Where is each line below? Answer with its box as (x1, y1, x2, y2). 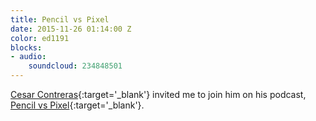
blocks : (10, 42, 43, 53)
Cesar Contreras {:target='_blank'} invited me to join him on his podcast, (10, 89, 307, 100)
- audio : (10, 52, 47, 62)
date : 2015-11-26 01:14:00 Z (10, 24, 132, 34)
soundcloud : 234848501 (28, 61, 123, 71)
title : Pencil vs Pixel (10, 14, 110, 25)
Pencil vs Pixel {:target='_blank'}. (10, 99, 145, 111)
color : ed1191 (10, 33, 70, 43)
